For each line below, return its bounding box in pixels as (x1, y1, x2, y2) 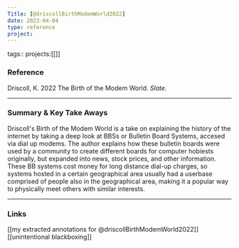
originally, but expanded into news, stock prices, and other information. (7, 154, 216, 163)
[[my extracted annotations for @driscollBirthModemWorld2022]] (7, 225, 199, 234)
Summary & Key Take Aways (7, 108, 108, 118)
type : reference (7, 23, 55, 31)
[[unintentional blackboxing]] (7, 232, 92, 242)
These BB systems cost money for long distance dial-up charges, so (7, 161, 208, 171)
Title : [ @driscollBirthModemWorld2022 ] (7, 10, 126, 18)
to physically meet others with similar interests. (7, 184, 146, 193)
